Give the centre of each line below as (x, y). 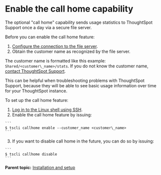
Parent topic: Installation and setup (40, 167)
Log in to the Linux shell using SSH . (47, 110)
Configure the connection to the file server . (55, 46)
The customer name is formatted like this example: (55, 61)
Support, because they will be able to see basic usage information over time (81, 85)
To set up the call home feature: (37, 100)
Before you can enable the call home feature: (50, 37)
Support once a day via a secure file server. (48, 27)
